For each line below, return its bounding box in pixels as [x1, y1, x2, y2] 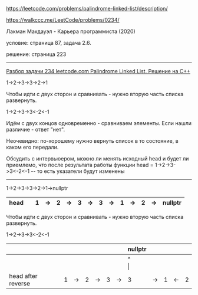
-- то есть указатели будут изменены [31, 168, 125, 175]
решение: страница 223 [6, 51, 67, 58]
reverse [9, 280, 31, 287]
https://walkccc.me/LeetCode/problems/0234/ [6, 17, 120, 23]
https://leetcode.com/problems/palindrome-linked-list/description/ [6, 5, 168, 12]
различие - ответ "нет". [6, 126, 65, 133]
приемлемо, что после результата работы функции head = [6, 162, 154, 168]
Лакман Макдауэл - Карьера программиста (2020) [6, 28, 136, 35]
